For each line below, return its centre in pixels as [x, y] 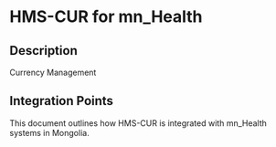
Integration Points [62, 101]
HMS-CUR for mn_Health [106, 17]
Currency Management [53, 72]
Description [43, 51]
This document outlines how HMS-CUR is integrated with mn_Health [138, 123]
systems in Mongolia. [49, 132]
